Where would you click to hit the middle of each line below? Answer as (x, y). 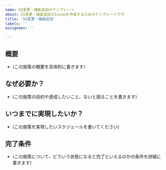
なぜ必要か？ (25, 84)
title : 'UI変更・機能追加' (30, 19)
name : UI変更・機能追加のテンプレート (40, 10)
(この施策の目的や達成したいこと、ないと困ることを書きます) (75, 97)
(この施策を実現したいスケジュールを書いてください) (66, 126)
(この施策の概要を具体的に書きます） (50, 66)
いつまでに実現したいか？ (44, 114)
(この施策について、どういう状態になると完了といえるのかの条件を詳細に (87, 157)
